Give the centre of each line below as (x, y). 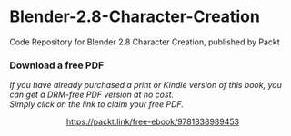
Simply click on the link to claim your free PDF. (97, 104)
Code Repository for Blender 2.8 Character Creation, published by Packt (145, 42)
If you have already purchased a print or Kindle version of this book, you (145, 85)
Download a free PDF (57, 65)
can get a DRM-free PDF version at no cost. (92, 95)
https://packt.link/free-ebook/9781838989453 (153, 122)
